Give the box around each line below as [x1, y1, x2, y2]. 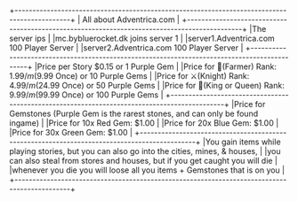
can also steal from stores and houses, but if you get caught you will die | [9, 156, 278, 166]
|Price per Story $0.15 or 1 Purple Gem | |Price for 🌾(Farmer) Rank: [34, 61, 278, 72]
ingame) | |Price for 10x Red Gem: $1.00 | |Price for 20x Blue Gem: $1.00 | [9, 118, 279, 128]
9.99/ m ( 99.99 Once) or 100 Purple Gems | [9, 89, 164, 100]
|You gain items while [203, 136, 282, 147]
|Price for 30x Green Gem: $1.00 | [9, 128, 133, 137]
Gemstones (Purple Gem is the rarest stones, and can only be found [9, 108, 259, 119]
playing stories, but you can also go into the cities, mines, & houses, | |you [9, 146, 282, 156]
